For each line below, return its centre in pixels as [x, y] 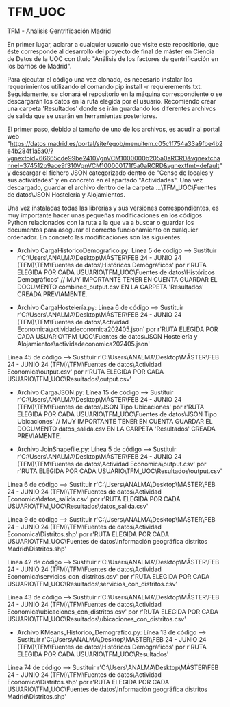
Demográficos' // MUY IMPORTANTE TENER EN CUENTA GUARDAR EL [117, 279]
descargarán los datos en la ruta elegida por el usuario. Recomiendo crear [112, 101]
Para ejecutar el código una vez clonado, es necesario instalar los [100, 79]
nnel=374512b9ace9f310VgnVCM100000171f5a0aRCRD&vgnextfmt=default [113, 165]
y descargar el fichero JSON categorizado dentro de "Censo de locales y [110, 173]
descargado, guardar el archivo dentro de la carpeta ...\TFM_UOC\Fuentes [112, 187]
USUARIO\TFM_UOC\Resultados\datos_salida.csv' [78, 506]
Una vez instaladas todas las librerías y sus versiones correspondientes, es [113, 208]
